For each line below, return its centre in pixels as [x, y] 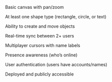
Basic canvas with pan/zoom [34, 7]
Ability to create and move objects [40, 26]
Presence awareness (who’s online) [41, 55]
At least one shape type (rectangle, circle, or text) [56, 17]
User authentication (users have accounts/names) [56, 64]
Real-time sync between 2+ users [40, 36]
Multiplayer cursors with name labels [43, 45]
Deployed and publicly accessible [40, 74]
